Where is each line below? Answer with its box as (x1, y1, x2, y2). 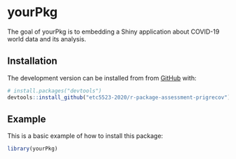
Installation (7, 55, 58, 67)
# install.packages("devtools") (7, 87, 102, 95)
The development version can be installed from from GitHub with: (7, 74, 197, 82)
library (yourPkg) (7, 145, 58, 153)
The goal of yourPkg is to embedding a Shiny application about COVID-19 (7, 27, 220, 36)
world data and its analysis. (7, 34, 86, 43)
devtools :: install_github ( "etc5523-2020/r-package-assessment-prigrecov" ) (7, 94, 231, 101)
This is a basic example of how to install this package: (7, 132, 164, 140)
